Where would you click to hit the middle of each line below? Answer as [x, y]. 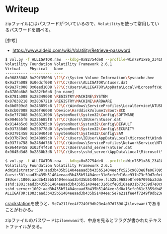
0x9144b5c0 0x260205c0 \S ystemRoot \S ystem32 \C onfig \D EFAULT [69, 124]
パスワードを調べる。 [31, 30]
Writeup [22, 9]
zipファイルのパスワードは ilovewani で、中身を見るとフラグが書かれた [77, 221]
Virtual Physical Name [34, 69]
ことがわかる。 [20, 210]
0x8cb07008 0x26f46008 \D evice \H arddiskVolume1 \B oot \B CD [65, 111]
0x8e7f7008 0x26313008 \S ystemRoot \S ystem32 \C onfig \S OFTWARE [70, 115]
